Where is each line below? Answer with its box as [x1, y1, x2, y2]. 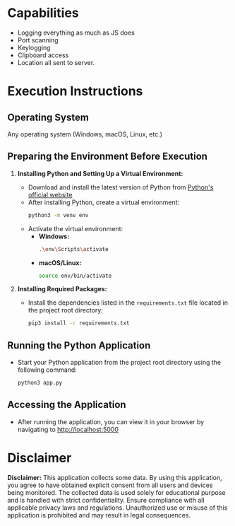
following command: [17, 366, 78, 374]
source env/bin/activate [38, 272, 112, 279]
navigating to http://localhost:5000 [17, 425, 119, 433]
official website [28, 190, 73, 199]
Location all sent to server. [17, 58, 95, 66]
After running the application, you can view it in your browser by [17, 417, 205, 426]
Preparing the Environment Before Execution [7, 151, 208, 163]
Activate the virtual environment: [28, 224, 123, 233]
